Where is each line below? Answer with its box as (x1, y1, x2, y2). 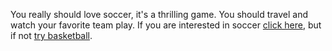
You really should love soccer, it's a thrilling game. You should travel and (10, 9, 308, 20)
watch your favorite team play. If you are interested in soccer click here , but (10, 19, 322, 31)
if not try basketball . (10, 30, 93, 41)
